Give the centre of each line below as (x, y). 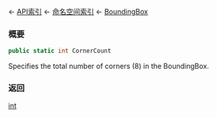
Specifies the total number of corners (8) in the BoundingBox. (109, 67)
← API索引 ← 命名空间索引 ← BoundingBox (78, 11)
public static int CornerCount (60, 51)
